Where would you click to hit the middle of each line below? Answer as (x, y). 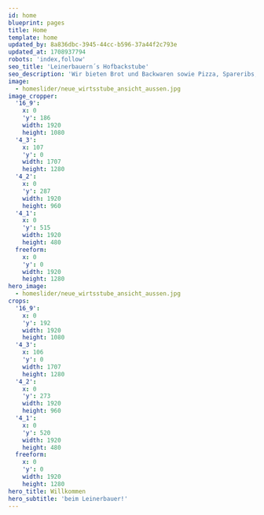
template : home (33, 37)
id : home (22, 15)
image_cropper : (33, 96)
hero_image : (27, 287)
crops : (19, 301)
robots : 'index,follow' (47, 60)
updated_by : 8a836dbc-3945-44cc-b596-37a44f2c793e (93, 45)
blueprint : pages (37, 23)
